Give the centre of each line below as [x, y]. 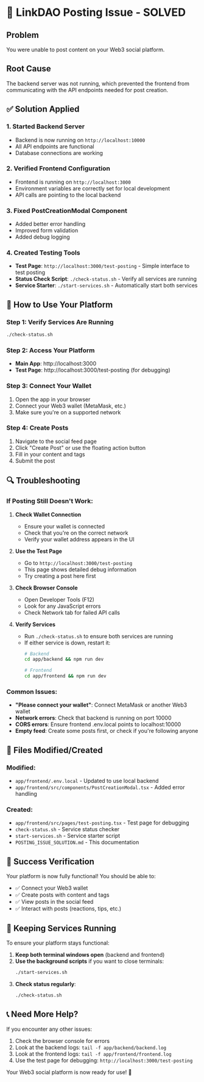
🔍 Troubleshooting [43, 481]
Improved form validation [47, 231]
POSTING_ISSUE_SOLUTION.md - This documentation [77, 842]
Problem [23, 35]
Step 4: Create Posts [37, 428]
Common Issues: [32, 691]
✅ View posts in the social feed [54, 902]
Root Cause [29, 69]
